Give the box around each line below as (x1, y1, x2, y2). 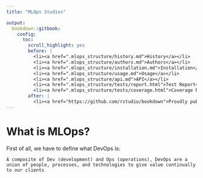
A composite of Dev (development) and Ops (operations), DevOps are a (6, 156, 188, 162)
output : (6, 19, 26, 26)
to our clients (6, 167, 45, 173)
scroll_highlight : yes (28, 42, 85, 48)
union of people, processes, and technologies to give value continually (6, 162, 196, 168)
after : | (28, 93, 50, 99)
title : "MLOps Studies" (6, 8, 66, 15)
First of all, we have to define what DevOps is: (6, 145, 121, 152)
